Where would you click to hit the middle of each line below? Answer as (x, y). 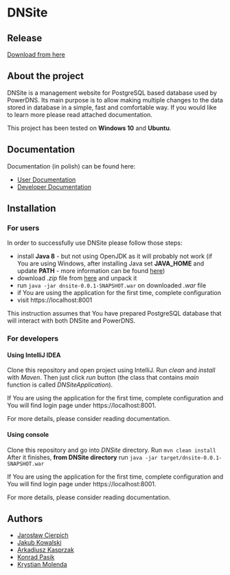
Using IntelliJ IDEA (34, 355)
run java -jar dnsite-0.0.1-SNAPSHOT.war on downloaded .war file (112, 285)
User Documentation (46, 180)
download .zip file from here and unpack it (77, 278)
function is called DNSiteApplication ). (60, 385)
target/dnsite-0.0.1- (191, 458)
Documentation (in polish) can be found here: (71, 166)
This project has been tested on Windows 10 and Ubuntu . (89, 128)
